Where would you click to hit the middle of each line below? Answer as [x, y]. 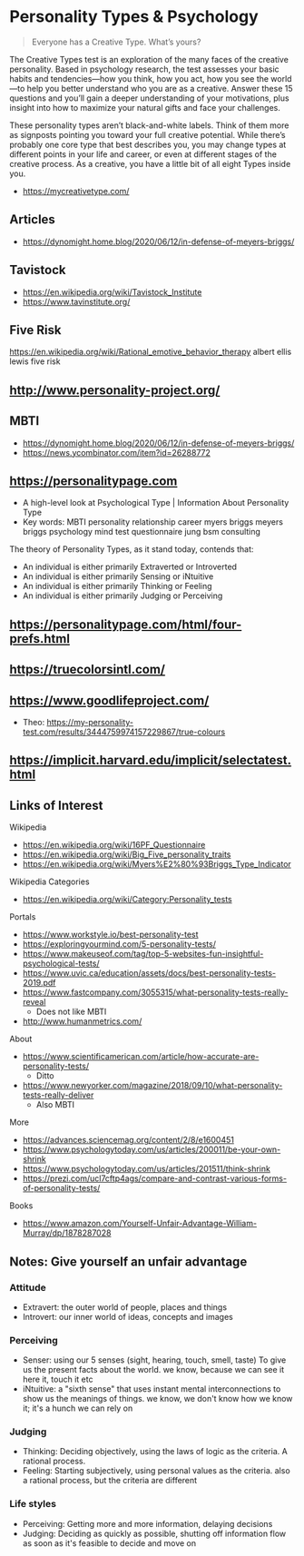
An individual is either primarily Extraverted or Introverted [130, 567]
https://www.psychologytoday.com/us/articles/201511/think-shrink [146, 1169]
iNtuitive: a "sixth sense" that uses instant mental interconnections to [152, 1389]
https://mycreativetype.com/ [76, 191]
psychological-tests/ [61, 963]
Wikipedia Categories [49, 881]
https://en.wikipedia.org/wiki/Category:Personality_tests [127, 900]
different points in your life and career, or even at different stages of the [143, 154]
